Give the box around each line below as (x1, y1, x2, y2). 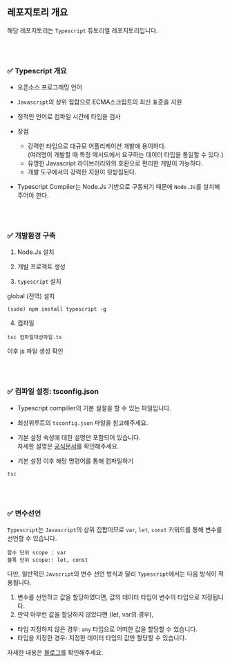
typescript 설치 (17, 278, 62, 286)
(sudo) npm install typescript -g (7, 306, 107, 313)
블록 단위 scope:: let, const (7, 556, 88, 563)
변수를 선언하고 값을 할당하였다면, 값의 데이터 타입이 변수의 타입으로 (17, 593, 200, 601)
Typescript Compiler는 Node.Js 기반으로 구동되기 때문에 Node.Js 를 (17, 183, 202, 191)
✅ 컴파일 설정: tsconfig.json (7, 387, 99, 397)
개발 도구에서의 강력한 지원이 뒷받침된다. (27, 168, 137, 176)
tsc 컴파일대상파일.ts (7, 334, 62, 341)
